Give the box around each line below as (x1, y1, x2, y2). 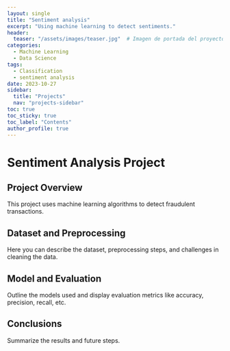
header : (7, 29, 29, 36)
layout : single (7, 10, 51, 17)
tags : (7, 61, 23, 68)
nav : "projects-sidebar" (13, 100, 84, 106)
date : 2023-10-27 (7, 80, 57, 87)
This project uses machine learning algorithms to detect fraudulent (7, 200, 195, 208)
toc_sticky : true (7, 112, 57, 119)
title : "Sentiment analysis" (7, 16, 90, 23)
